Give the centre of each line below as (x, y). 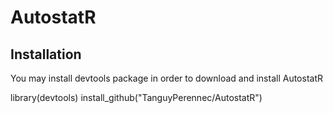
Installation (46, 54)
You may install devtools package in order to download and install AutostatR (167, 78)
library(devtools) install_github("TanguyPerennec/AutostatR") (136, 97)
